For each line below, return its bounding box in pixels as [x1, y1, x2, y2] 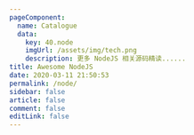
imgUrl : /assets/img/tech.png [25, 46, 138, 55]
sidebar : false [9, 87, 66, 96]
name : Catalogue [17, 21, 77, 30]
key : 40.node [25, 37, 74, 47]
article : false [9, 95, 66, 105]
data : [17, 29, 38, 38]
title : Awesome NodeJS [9, 63, 93, 72]
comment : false [9, 104, 66, 113]
